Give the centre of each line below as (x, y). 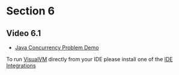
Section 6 (31, 11)
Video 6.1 (24, 33)
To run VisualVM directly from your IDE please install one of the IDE (89, 59)
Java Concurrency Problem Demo (57, 47)
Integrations (21, 65)
